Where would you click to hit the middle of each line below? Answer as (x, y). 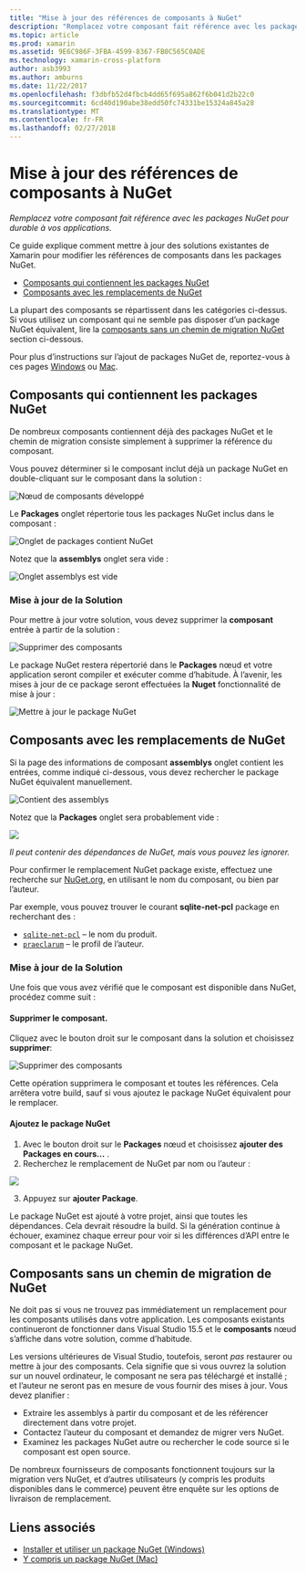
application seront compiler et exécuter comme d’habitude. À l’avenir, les (146, 675)
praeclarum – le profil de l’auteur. (83, 944)
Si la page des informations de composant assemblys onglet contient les (147, 762)
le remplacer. (34, 1103)
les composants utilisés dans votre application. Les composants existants (147, 1319)
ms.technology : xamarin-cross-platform (85, 60)
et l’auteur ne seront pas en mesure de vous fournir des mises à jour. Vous (149, 1386)
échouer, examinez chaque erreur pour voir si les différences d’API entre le (149, 1235)
